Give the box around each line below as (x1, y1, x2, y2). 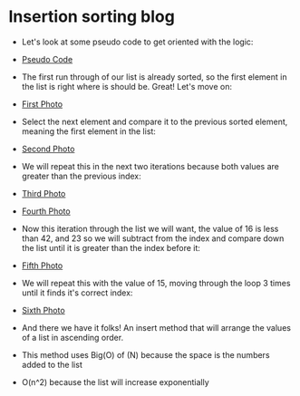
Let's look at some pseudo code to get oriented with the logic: (21, 36, 254, 47)
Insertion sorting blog (8, 6, 176, 27)
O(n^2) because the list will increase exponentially (21, 376, 209, 387)
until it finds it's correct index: (21, 287, 133, 298)
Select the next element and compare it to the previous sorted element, (21, 116, 288, 127)
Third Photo (21, 188, 66, 198)
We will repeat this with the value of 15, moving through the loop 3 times (21, 277, 291, 288)
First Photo (21, 98, 63, 110)
